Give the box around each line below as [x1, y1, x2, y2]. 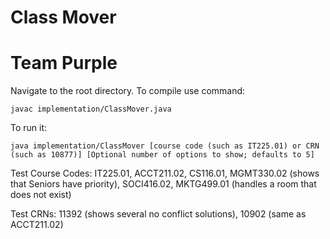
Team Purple [10, 52, 118, 75]
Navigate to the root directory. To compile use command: [10, 85, 246, 97]
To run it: [10, 122, 48, 134]
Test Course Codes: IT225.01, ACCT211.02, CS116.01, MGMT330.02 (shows [10, 167, 320, 180]
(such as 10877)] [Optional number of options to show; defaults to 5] [10, 150, 315, 160]
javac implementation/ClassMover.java [10, 104, 172, 115]
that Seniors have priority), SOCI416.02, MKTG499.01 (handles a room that [10, 178, 317, 190]
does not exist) [10, 189, 72, 201]
